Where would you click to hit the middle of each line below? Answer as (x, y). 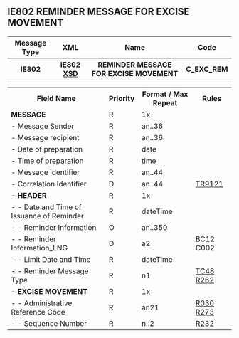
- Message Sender (43, 126)
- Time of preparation (47, 161)
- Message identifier (46, 172)
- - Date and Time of (46, 207)
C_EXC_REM (207, 69)
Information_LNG (39, 248)
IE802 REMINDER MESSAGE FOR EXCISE (99, 12)
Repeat (165, 102)
